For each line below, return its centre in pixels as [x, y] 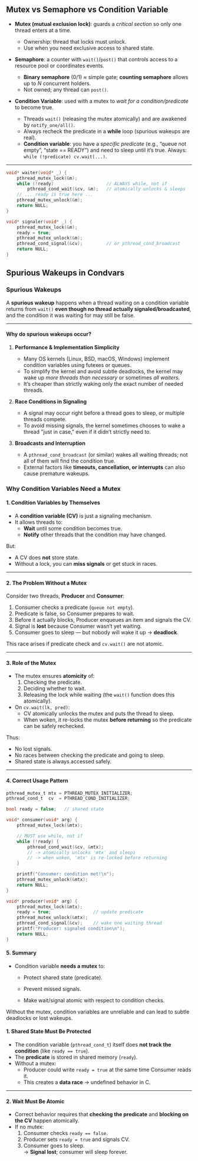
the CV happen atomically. [47, 1121]
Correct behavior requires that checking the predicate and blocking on [102, 1114]
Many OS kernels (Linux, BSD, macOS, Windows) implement [96, 359]
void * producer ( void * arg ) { [42, 901]
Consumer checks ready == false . [65, 1133]
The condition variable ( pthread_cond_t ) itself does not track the [93, 1045]
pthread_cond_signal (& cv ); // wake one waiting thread [89, 923]
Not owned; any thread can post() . [66, 89]
